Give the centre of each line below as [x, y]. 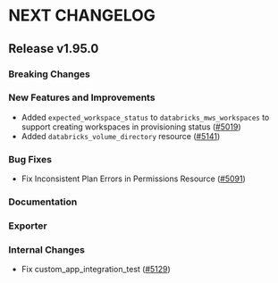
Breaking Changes [50, 74]
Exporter [28, 226]
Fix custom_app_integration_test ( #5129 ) [96, 270]
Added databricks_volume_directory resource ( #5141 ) [121, 136]
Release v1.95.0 [54, 49]
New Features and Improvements [82, 97]
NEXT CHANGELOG [82, 16]
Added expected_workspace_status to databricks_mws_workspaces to [145, 117]
